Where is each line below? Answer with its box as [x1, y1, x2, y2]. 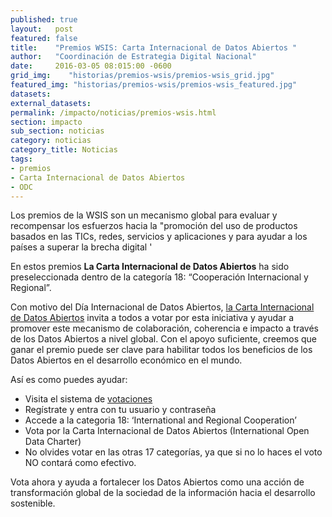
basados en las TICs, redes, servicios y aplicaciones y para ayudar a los [10, 231, 308, 243]
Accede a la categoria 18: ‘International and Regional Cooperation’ [24, 414, 297, 426]
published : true [10, 14, 78, 25]
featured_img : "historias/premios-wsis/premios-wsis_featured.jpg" [10, 80, 298, 90]
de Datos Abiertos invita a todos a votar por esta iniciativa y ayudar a [10, 312, 295, 324]
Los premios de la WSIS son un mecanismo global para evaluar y [10, 209, 278, 221]
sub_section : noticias [10, 126, 105, 136]
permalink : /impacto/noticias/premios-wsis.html [10, 107, 217, 118]
